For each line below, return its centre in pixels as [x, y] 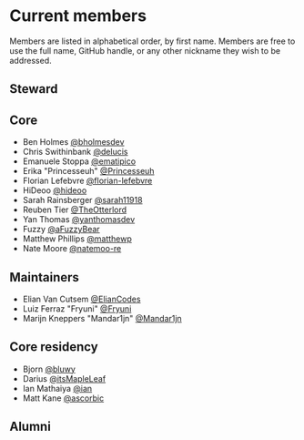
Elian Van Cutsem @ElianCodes [81, 299]
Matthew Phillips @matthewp [77, 239]
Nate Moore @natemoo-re [72, 249]
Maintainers [45, 277]
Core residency [54, 347]
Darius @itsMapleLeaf [64, 378]
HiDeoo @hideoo [55, 190]
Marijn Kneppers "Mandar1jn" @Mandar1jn [102, 318]
